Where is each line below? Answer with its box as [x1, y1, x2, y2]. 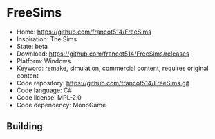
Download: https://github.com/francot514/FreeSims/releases [16, 50, 189, 58]
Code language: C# [16, 86, 73, 94]
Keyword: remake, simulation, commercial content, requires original [16, 64, 209, 72]
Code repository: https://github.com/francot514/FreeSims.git [16, 78, 189, 87]
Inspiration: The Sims [16, 34, 77, 43]
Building [6, 120, 43, 132]
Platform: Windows [16, 56, 71, 65]
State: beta [16, 42, 48, 50]
